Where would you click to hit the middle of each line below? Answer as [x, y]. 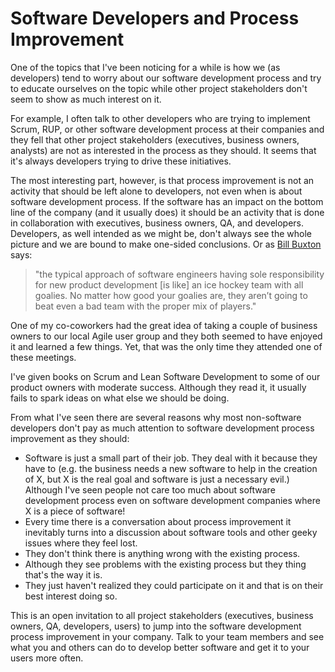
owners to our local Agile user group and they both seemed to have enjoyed [166, 336]
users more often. [47, 658]
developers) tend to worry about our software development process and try [166, 78]
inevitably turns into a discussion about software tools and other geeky [171, 532]
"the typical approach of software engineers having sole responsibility [179, 274]
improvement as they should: [70, 438]
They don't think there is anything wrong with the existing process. [162, 553]
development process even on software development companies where [172, 500]
